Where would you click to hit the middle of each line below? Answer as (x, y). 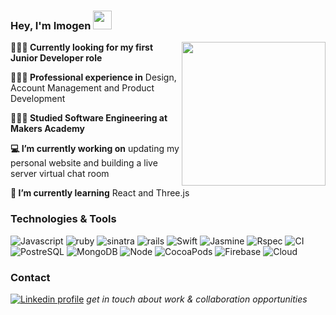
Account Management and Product (82, 88)
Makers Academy (47, 129)
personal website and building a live (84, 163)
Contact (30, 277)
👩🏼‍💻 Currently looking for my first (82, 47)
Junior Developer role (56, 58)
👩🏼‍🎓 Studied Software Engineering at (89, 118)
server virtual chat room (60, 174)
